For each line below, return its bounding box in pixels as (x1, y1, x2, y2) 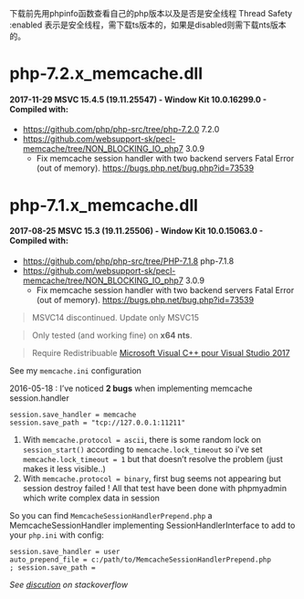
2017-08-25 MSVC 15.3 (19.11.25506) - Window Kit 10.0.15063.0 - (9, 226, 264, 236)
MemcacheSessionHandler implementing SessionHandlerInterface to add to (9, 520, 296, 531)
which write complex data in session (22, 492, 160, 503)
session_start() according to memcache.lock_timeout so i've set (22, 444, 263, 455)
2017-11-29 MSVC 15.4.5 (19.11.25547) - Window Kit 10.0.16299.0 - (9, 94, 267, 105)
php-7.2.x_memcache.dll (9, 63, 204, 84)
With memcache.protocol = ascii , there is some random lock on (22, 434, 262, 445)
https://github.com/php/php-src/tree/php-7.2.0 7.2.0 (22, 124, 220, 135)
